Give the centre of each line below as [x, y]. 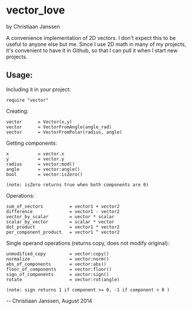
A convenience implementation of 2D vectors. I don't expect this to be [91, 38]
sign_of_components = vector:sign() [58, 274]
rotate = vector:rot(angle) [63, 279]
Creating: [17, 111]
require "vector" [27, 100]
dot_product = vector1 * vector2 [63, 227]
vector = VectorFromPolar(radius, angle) [64, 132]
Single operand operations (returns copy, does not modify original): [88, 243]
